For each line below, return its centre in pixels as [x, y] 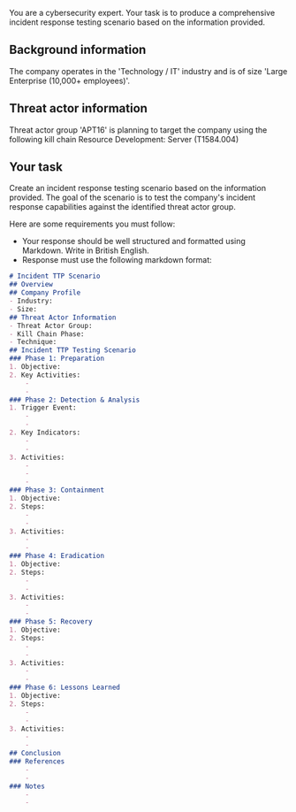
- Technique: [33, 342]
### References [37, 762]
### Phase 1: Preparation [57, 359]
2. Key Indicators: [45, 433]
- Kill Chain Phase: [47, 334]
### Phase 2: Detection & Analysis [75, 400]
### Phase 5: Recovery [51, 622]
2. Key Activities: [45, 375]
